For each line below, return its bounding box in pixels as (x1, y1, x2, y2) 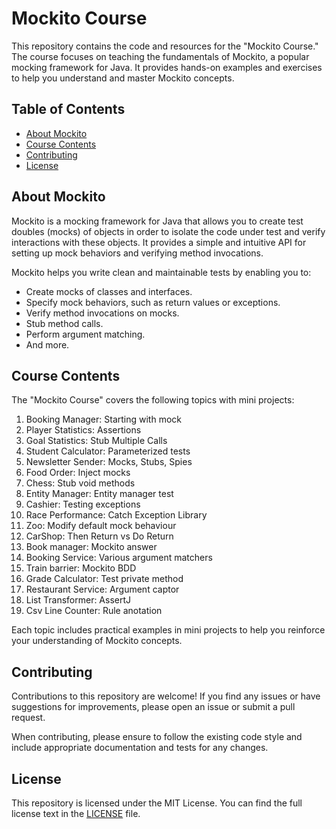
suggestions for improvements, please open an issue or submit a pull (11, 701, 296, 713)
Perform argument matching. (25, 328, 146, 340)
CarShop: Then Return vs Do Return (25, 530, 174, 542)
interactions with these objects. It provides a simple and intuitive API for (11, 236, 307, 248)
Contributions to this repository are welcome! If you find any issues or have (11, 690, 321, 702)
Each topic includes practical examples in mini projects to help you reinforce (11, 624, 326, 636)
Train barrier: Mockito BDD (25, 562, 137, 574)
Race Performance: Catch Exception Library (25, 509, 208, 521)
